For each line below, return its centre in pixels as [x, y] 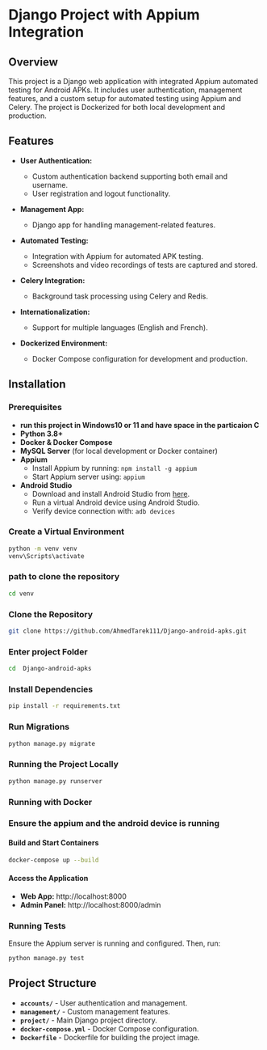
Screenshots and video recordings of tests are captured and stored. [145, 265]
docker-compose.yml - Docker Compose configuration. [109, 1028]
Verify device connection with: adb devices [104, 510]
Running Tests [37, 925]
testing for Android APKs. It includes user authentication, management [125, 90]
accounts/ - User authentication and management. [104, 1003]
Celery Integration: [52, 280]
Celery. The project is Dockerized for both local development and [117, 107]
